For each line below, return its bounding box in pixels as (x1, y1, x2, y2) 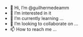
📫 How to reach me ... (10, 26, 57, 32)
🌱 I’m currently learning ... (10, 15, 64, 21)
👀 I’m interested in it (10, 10, 51, 16)
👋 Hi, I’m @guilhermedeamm (10, 5, 69, 10)
